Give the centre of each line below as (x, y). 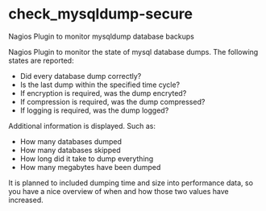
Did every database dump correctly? (81, 76)
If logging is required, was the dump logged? (94, 110)
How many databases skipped (70, 150)
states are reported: (41, 60)
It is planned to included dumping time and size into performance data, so (131, 183)
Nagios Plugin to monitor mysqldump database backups (102, 36)
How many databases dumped (71, 141)
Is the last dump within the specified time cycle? (100, 85)
